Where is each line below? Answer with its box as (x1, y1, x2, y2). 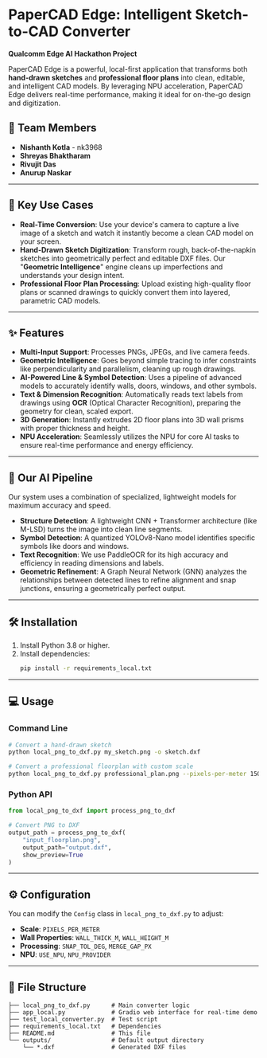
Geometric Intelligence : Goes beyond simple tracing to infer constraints (19, 356, 257, 366)
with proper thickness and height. (19, 424, 130, 433)
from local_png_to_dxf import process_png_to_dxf (8, 807, 176, 815)
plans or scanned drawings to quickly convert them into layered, (19, 287, 230, 296)
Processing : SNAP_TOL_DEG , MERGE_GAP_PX (19, 942, 153, 951)
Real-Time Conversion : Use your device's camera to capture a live (19, 219, 240, 229)
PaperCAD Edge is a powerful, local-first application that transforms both (8, 64, 248, 73)
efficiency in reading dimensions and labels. (19, 558, 164, 568)
